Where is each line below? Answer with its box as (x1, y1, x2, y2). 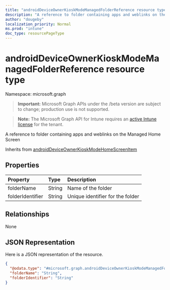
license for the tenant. (17, 121, 64, 127)
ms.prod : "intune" (5, 26, 44, 31)
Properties (5, 161, 39, 170)
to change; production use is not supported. (17, 106, 110, 112)
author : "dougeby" (5, 17, 44, 22)
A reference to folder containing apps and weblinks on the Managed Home (5, 131, 161, 137)
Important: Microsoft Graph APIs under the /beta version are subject (17, 101, 161, 107)
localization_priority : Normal (5, 21, 71, 27)
